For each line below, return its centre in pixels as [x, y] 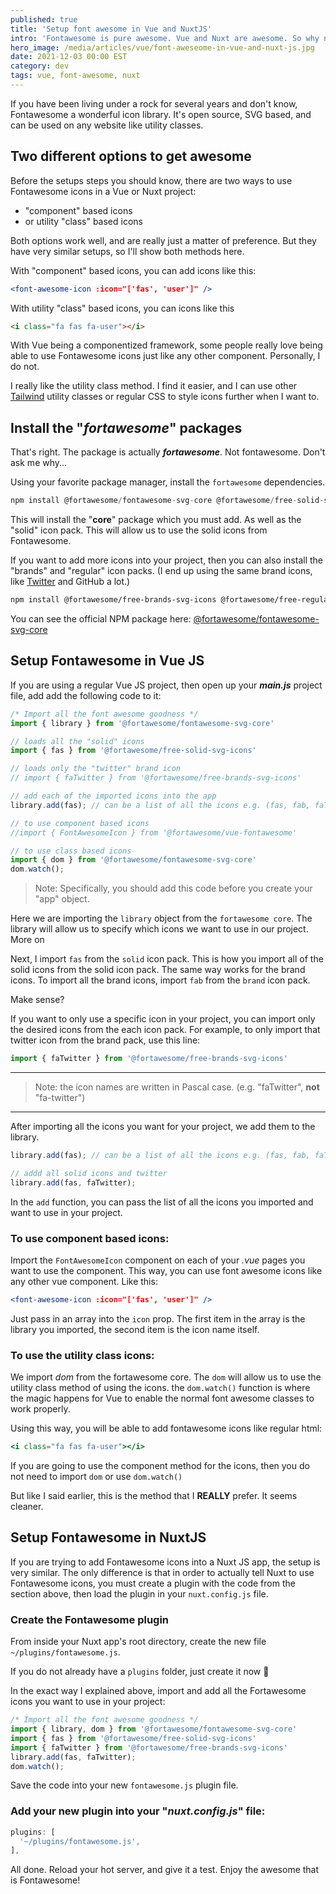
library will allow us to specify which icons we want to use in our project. [159, 929]
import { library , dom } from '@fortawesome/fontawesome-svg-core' [154, 1729]
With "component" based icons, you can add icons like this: [133, 270]
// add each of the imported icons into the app [113, 796]
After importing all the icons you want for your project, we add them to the [163, 1127]
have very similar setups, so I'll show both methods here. [127, 251]
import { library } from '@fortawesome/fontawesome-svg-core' [142, 723]
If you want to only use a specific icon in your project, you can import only [163, 1019]
